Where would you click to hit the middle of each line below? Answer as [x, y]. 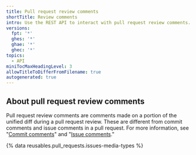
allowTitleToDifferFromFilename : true [54, 72]
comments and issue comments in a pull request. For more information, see [98, 128]
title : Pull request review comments [52, 11]
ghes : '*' [23, 39]
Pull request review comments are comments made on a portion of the [92, 115]
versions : [18, 28]
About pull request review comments [75, 101]
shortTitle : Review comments [42, 17]
